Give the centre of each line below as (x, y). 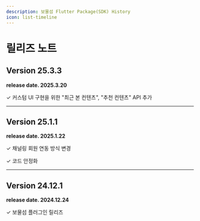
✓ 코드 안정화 (22, 161)
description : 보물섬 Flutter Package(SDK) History (68, 12)
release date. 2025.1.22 (36, 136)
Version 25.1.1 (32, 121)
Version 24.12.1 (35, 186)
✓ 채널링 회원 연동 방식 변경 (39, 149)
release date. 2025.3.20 (37, 85)
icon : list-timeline (32, 17)
